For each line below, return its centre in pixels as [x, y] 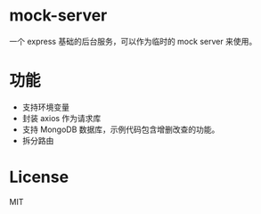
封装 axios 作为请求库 [61, 118]
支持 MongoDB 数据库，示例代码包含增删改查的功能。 [121, 129]
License [39, 177]
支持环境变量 [45, 107]
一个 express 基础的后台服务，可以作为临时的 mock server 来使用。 [133, 41]
